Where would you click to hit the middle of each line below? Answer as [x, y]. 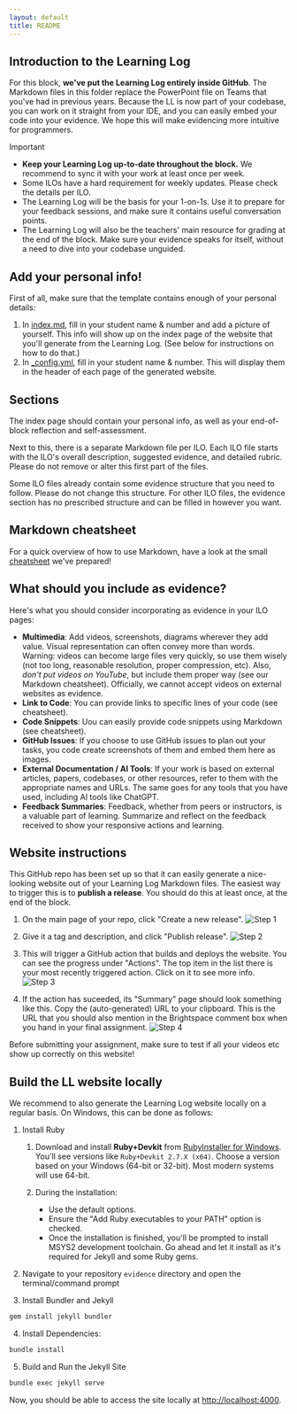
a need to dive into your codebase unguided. [103, 249]
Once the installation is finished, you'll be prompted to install [158, 1238]
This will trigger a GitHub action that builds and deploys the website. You [154, 954]
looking [23, 883]
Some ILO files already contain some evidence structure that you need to [142, 483]
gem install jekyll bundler [61, 1317]
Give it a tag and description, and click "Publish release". [125, 936]
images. [36, 759]
